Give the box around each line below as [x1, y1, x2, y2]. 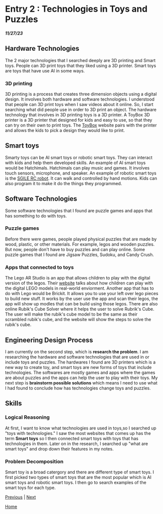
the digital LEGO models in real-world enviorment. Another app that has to [5, 285, 154, 291]
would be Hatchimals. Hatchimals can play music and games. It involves [5, 165, 150, 171]
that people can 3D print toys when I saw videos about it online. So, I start [5, 101, 154, 107]
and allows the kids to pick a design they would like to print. [5, 127, 125, 133]
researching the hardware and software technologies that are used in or [5, 354, 150, 360]
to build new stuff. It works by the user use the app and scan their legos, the [5, 296, 158, 301]
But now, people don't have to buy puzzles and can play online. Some [5, 246, 145, 252]
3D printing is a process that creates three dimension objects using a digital [5, 91, 157, 97]
